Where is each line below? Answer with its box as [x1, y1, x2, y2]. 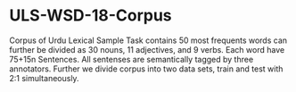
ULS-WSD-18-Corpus [9, 5, 172, 26]
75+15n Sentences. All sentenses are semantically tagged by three [9, 54, 254, 64]
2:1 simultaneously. [9, 72, 79, 83]
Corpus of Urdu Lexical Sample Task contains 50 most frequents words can [9, 35, 288, 46]
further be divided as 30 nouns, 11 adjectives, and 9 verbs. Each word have [9, 44, 285, 54]
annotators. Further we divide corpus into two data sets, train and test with [9, 63, 284, 74]
